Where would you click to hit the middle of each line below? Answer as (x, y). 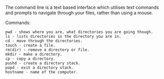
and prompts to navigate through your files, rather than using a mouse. (79, 13)
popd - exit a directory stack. (39, 68)
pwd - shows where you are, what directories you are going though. (79, 32)
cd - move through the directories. (44, 41)
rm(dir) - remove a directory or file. (47, 50)
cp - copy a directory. (30, 59)
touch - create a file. (30, 45)
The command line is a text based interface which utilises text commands (82, 7)
